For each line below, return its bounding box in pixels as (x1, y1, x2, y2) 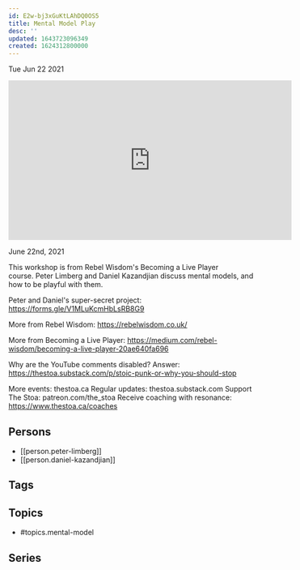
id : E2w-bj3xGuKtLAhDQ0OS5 (8, 11, 99, 20)
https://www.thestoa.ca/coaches (8, 401, 118, 411)
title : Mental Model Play (8, 19, 95, 28)
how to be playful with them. (8, 280, 104, 289)
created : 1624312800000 (8, 42, 89, 50)
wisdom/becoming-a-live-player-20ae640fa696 (8, 344, 169, 354)
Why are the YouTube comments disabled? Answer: (8, 360, 180, 370)
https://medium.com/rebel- (126, 336, 218, 345)
